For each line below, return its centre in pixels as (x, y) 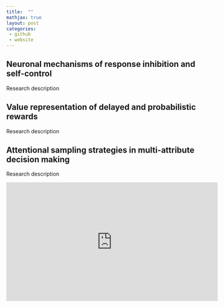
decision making (38, 160)
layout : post (23, 23)
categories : (21, 29)
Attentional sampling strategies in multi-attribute (101, 150)
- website (21, 40)
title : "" (20, 12)
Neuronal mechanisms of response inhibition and (101, 64)
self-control (29, 74)
